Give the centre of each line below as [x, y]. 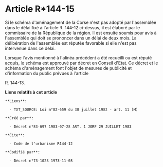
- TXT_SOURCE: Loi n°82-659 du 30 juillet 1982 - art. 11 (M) [74, 110]
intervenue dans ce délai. [30, 48]
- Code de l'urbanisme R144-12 [41, 144]
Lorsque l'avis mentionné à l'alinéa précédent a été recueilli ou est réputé [79, 57]
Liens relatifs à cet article [31, 92]
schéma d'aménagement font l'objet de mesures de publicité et [69, 68]
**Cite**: [15, 135]
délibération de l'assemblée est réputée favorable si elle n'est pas [71, 43]
